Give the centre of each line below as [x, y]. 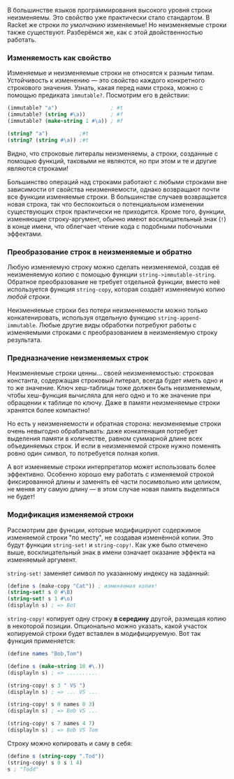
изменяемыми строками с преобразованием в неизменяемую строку [112, 332]
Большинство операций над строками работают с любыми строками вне [117, 181]
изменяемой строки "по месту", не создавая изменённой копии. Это [110, 537]
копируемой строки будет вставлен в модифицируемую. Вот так [104, 634]
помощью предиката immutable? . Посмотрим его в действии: [98, 95]
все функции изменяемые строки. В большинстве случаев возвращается [117, 196]
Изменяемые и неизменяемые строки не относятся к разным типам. [111, 73]
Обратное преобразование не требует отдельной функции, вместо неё [114, 281]
